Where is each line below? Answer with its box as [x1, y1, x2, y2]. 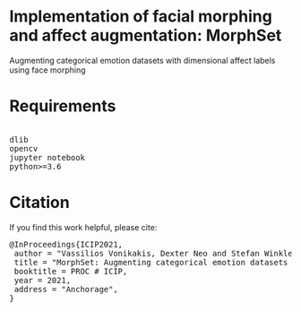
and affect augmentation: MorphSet [9, 25, 282, 46]
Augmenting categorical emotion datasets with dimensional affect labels [9, 55, 276, 65]
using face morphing [9, 65, 87, 75]
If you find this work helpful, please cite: [9, 221, 158, 232]
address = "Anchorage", [13, 284, 118, 294]
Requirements [9, 96, 116, 117]
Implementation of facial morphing [9, 6, 273, 27]
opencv [9, 143, 39, 153]
